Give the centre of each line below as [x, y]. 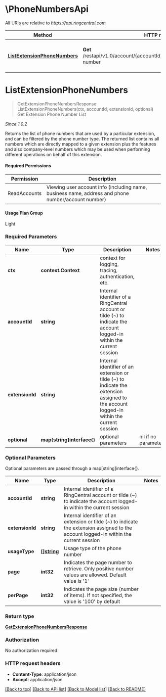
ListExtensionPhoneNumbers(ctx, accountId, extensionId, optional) [85, 109]
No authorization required [31, 651]
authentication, [117, 277]
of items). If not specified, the [98, 595]
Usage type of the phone [93, 548]
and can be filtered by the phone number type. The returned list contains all [82, 139]
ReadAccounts [25, 193]
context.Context [60, 270]
